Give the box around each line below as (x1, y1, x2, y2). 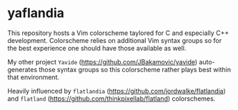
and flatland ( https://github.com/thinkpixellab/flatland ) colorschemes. (7, 94, 216, 103)
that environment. (7, 73, 59, 81)
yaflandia (7, 5, 64, 21)
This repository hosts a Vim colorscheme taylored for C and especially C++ (7, 29, 229, 37)
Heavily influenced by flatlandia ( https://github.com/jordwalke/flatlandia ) (7, 86, 227, 95)
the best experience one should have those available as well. (7, 44, 187, 52)
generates (7, 65, 38, 74)
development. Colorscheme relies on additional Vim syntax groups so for (7, 36, 222, 44)
